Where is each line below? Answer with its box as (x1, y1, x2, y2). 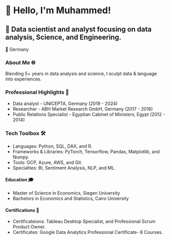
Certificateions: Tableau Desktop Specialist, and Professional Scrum (12, 219, 156, 225)
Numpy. (12, 154, 30, 160)
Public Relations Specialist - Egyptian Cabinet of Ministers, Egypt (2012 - (12, 111, 165, 117)
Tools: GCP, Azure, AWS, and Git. (12, 159, 82, 165)
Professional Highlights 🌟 (5, 89, 69, 96)
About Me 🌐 (5, 59, 36, 66)
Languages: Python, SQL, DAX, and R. (12, 143, 93, 149)
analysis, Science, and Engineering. (5, 33, 122, 41)
